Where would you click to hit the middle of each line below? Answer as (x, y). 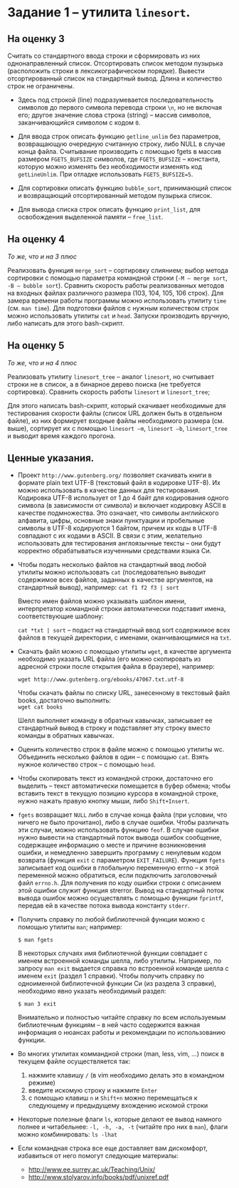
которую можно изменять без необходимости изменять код (110, 167)
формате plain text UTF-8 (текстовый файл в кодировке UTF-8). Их (119, 483)
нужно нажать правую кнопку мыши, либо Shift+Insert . (103, 801)
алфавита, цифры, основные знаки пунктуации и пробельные (111, 521)
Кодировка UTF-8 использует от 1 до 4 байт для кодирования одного (123, 498)
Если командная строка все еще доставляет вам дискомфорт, (112, 1148)
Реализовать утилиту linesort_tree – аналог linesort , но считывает (111, 376)
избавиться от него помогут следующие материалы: (98, 1156)
